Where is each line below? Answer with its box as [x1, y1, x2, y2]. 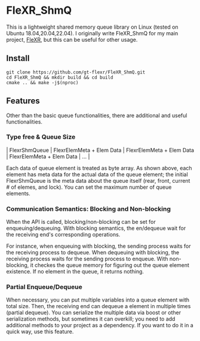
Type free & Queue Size [6, 133, 76, 141]
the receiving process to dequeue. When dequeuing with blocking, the [6, 249, 180, 256]
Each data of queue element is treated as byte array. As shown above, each [6, 164, 192, 171]
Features [6, 96, 40, 106]
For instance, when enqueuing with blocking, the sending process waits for [6, 242, 191, 250]
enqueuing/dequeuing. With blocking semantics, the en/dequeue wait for [6, 225, 186, 232]
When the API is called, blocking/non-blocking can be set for [6, 219, 156, 226]
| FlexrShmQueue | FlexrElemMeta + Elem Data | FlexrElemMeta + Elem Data [6, 146, 195, 153]
